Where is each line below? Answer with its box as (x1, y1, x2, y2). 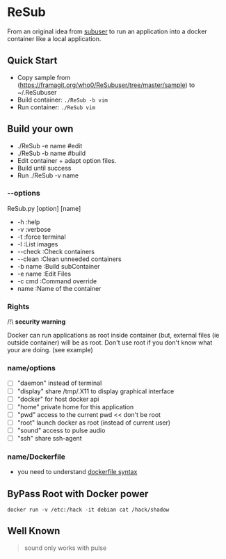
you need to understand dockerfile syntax (17, 468, 138, 476)
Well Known (7, 525, 60, 537)
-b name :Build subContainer (17, 262, 100, 270)
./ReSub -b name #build (17, 149, 86, 157)
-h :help (17, 217, 40, 226)
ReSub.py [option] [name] (7, 204, 81, 212)
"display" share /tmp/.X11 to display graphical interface (17, 387, 175, 395)
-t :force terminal (17, 233, 66, 241)
